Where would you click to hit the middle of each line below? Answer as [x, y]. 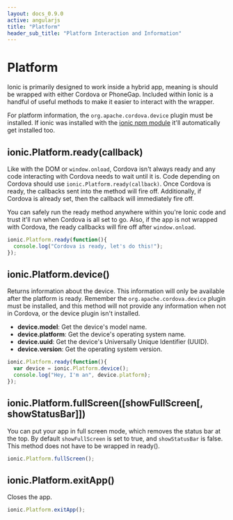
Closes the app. [30, 497]
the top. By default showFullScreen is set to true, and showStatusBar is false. [115, 438]
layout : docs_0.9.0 [35, 14]
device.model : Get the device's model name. [82, 327]
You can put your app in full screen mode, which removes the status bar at [114, 431]
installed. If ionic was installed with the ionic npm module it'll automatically [114, 123]
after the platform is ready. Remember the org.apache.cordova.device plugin [116, 299]
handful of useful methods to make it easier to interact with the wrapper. [111, 102]
